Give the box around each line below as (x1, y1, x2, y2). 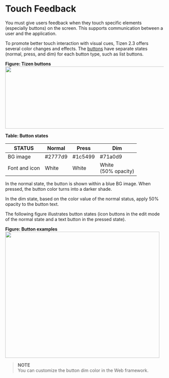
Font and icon (8, 165, 40, 172)
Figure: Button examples (5, 226, 58, 232)
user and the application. (5, 30, 57, 36)
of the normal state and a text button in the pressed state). (5, 216, 126, 222)
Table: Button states (5, 132, 49, 139)
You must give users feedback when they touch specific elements (5, 20, 142, 26)
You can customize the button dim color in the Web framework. (17, 367, 149, 373)
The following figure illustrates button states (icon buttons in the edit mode (5, 210, 160, 217)
